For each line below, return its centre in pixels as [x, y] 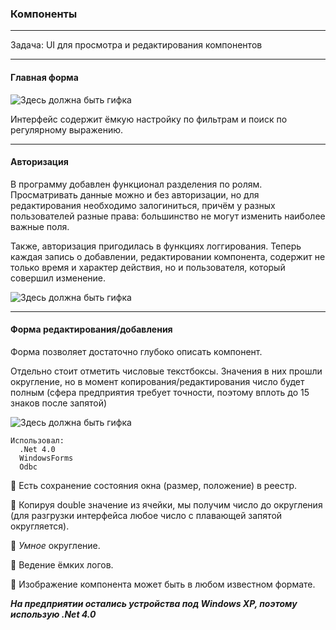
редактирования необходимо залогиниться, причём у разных [143, 205]
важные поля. [40, 226]
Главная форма [44, 77]
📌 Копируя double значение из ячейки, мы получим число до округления [166, 504]
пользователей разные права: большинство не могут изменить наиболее [168, 216]
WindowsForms [46, 458]
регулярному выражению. [67, 129]
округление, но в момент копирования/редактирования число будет [157, 381]
